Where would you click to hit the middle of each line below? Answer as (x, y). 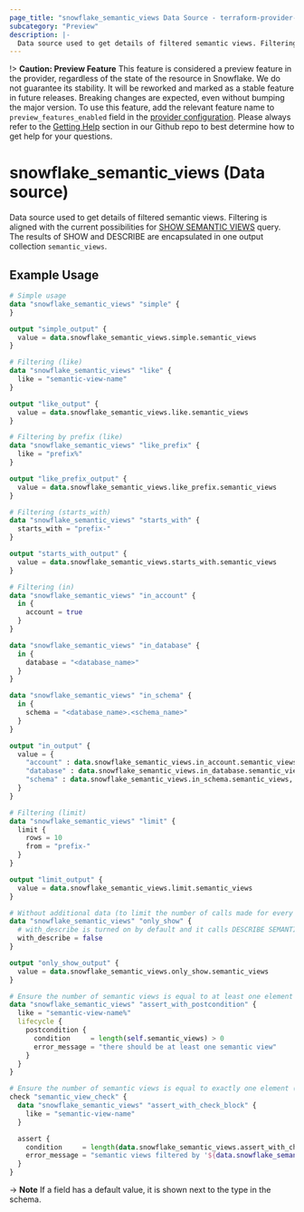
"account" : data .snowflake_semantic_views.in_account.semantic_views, (163, 763)
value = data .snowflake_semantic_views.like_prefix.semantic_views (147, 487)
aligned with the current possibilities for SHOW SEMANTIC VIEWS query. (145, 227)
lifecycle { (40, 1021)
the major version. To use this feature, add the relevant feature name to (142, 108)
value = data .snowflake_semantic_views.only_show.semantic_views (143, 972)
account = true (54, 612)
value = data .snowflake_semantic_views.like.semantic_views (133, 412)
